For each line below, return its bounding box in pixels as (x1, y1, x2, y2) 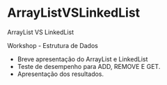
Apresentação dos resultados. (17, 70, 104, 78)
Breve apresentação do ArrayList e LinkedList (17, 54, 148, 63)
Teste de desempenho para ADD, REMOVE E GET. (17, 62, 161, 70)
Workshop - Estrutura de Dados (7, 41, 99, 49)
